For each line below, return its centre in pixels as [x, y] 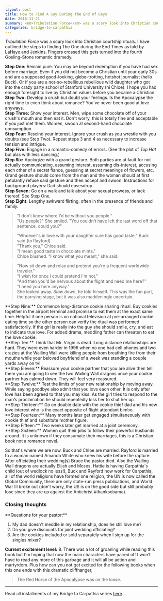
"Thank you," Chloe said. [42, 246]
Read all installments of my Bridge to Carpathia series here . [64, 594]
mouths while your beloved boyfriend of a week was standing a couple [76, 358]
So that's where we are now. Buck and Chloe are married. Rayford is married [81, 450]
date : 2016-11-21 [23, 19]
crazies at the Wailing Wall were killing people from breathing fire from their [81, 353]
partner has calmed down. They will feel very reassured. [61, 379]
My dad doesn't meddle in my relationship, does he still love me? [77, 524]
